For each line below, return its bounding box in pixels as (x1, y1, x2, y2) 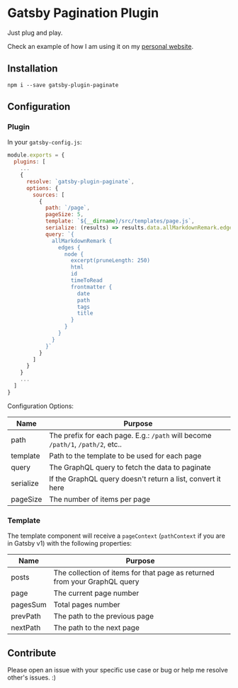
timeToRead (70, 277, 103, 284)
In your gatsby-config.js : (7, 138, 83, 147)
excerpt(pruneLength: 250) (70, 257, 151, 264)
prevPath (11, 611, 41, 621)
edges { (57, 244, 81, 251)
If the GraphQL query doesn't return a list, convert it (49, 473, 221, 483)
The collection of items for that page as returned (53, 568, 215, 578)
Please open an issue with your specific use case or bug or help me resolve (7, 665, 228, 674)
